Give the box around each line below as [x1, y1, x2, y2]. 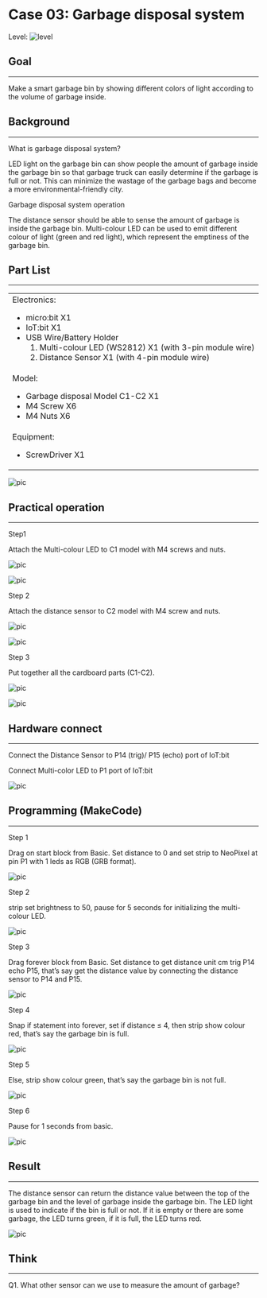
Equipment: [12, 432, 55, 443]
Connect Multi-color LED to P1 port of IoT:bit [8, 765, 153, 775]
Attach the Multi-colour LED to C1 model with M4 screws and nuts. [8, 544, 226, 554]
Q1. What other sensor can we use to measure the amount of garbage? [8, 1281, 241, 1290]
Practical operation [8, 501, 105, 514]
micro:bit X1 [25, 312, 72, 324]
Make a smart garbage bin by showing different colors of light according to [8, 83, 254, 93]
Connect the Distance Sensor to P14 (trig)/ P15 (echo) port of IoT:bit [8, 750, 230, 760]
